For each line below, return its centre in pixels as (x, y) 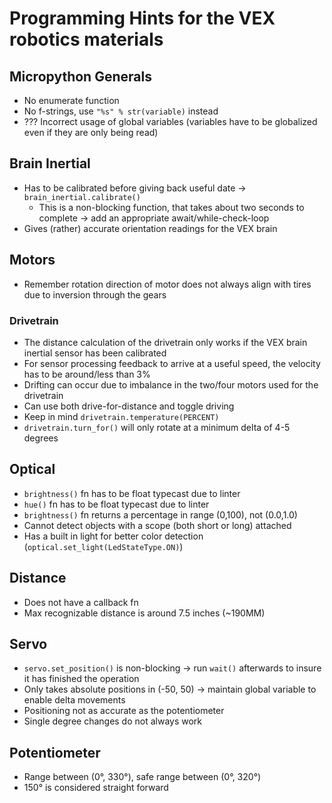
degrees (41, 438)
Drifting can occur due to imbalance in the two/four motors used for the (171, 384)
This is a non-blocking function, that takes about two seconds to (171, 207)
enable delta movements (74, 700)
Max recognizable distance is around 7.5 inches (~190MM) (144, 613)
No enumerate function (71, 100)
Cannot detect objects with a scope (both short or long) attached (157, 525)
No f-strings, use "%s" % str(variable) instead (121, 111)
